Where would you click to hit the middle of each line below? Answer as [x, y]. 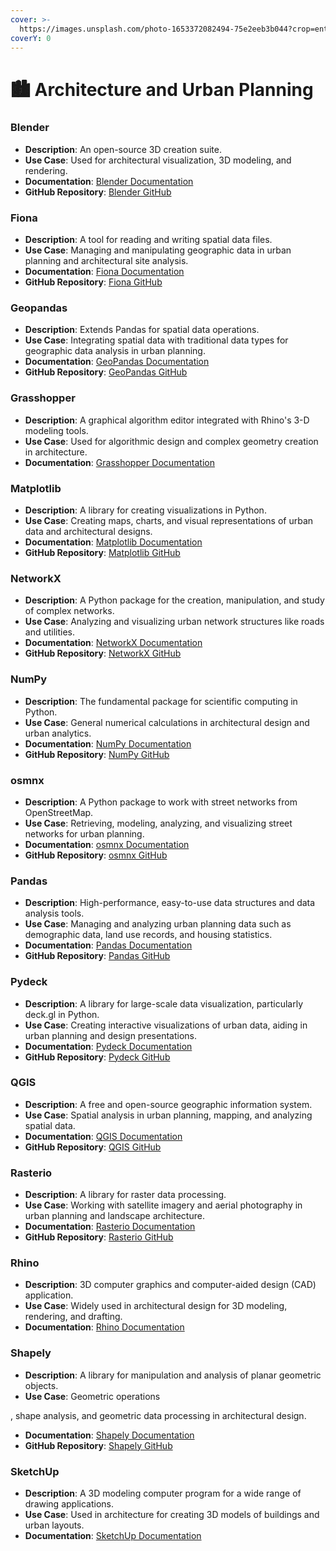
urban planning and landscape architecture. [114, 1216]
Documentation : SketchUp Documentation [113, 1536]
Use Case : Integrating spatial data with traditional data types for [156, 340]
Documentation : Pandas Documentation [108, 945]
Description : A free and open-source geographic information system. [168, 1104]
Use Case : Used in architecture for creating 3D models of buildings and [172, 1515]
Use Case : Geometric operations [92, 1396]
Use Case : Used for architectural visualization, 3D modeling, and [158, 160]
